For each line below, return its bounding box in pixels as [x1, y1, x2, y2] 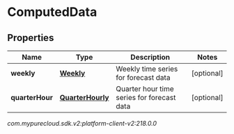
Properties [7, 32, 54, 44]
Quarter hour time [116, 84, 174, 94]
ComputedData [7, 4, 97, 20]
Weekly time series [116, 64, 178, 74]
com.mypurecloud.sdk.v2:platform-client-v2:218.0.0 [7, 119, 157, 127]
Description [130, 53, 171, 62]
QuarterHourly [59, 93, 109, 102]
